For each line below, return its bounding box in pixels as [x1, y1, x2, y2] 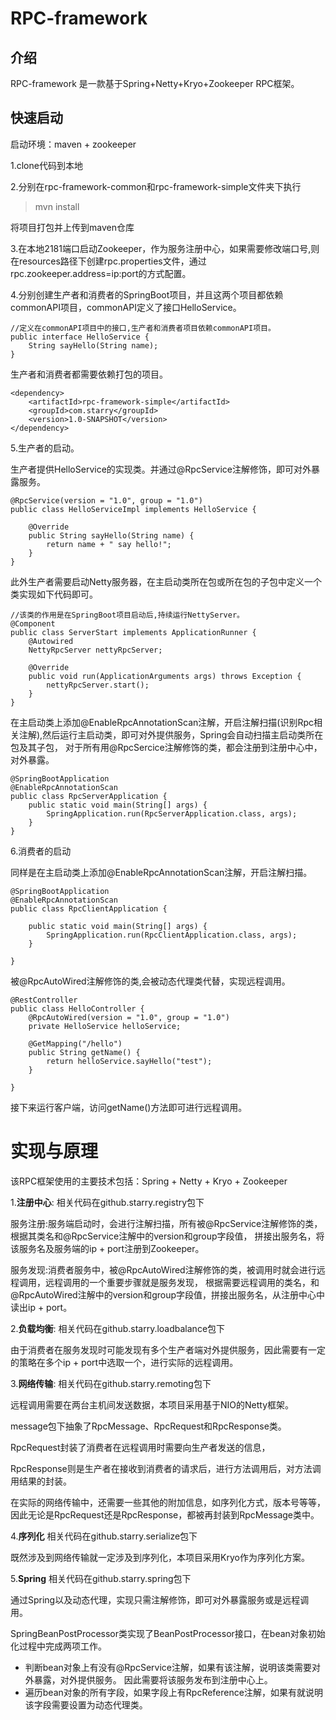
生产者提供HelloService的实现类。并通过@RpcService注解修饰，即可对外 [10, 463, 312, 475]
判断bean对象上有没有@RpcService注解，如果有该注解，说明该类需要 [24, 1661, 312, 1673]
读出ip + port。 [10, 1301, 73, 1313]
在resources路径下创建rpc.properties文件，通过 [10, 255, 207, 267]
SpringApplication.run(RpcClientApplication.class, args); [46, 930, 298, 940]
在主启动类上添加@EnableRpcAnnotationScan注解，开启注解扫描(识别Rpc [10, 716, 314, 728]
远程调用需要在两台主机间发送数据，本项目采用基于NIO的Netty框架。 [10, 1398, 295, 1411]
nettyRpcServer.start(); [46, 680, 150, 690]
